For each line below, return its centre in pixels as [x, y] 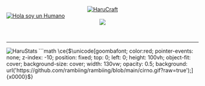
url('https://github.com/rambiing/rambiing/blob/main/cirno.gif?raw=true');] [100, 70]
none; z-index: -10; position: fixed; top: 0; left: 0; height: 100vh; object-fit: [99, 57]
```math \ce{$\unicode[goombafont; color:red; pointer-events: [116, 51]
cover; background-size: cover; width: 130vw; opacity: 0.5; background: [97, 64]
